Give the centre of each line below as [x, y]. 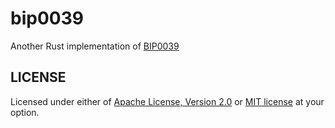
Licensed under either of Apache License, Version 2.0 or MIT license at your [167, 101]
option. [25, 112]
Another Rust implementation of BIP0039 [95, 46]
